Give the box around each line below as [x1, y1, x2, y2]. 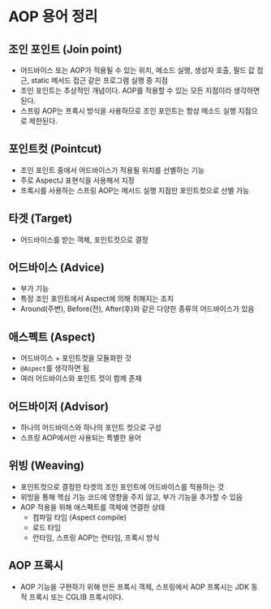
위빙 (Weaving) [8, 459, 85, 473]
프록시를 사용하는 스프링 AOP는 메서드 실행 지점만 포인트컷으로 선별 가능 [19, 185, 250, 195]
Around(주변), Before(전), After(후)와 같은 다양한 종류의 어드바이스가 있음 [19, 304, 255, 313]
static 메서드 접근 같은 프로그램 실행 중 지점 [31, 76, 169, 85]
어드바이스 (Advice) [8, 261, 105, 274]
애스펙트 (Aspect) [8, 330, 96, 343]
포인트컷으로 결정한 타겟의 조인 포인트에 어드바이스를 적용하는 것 [19, 482, 225, 491]
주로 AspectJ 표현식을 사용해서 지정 [19, 175, 135, 185]
